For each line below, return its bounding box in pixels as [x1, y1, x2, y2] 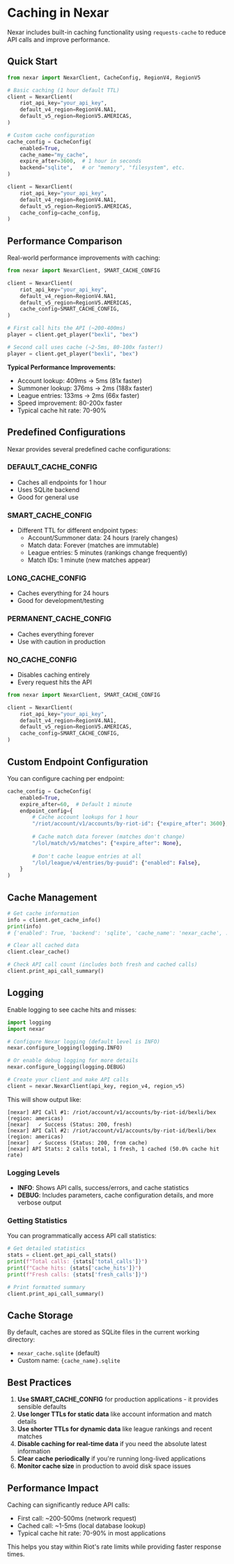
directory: [7, 1335, 36, 1344]
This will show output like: [7, 1095, 81, 1103]
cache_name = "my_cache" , [19, 151, 89, 158]
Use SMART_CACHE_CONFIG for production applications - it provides [17, 1395, 219, 1403]
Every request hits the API [17, 678, 93, 686]
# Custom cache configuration [7, 131, 95, 139]
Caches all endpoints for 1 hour [17, 478, 107, 486]
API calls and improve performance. [7, 35, 110, 43]
